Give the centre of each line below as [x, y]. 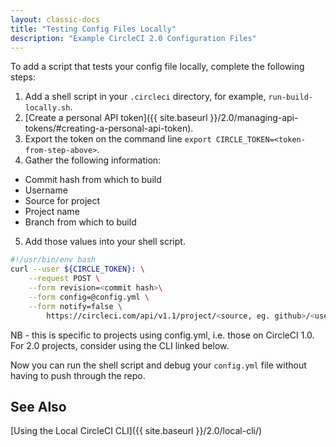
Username [46, 190]
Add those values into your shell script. [105, 242]
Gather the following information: [93, 160]
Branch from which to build [80, 222]
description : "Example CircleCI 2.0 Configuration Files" [133, 38]
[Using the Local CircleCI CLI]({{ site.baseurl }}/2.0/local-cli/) [136, 431]
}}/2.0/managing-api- [254, 118]
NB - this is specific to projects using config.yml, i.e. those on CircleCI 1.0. [162, 335]
